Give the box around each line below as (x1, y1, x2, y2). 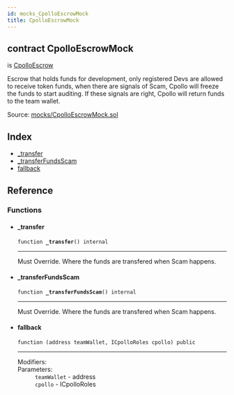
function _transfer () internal (17, 238, 109, 245)
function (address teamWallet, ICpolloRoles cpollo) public (17, 339, 196, 346)
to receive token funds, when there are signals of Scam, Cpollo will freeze (7, 82, 219, 91)
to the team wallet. (7, 97, 61, 106)
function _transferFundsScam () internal (17, 288, 136, 296)
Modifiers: (17, 358, 47, 366)
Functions (7, 206, 42, 215)
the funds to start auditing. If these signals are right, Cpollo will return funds (7, 89, 225, 98)
